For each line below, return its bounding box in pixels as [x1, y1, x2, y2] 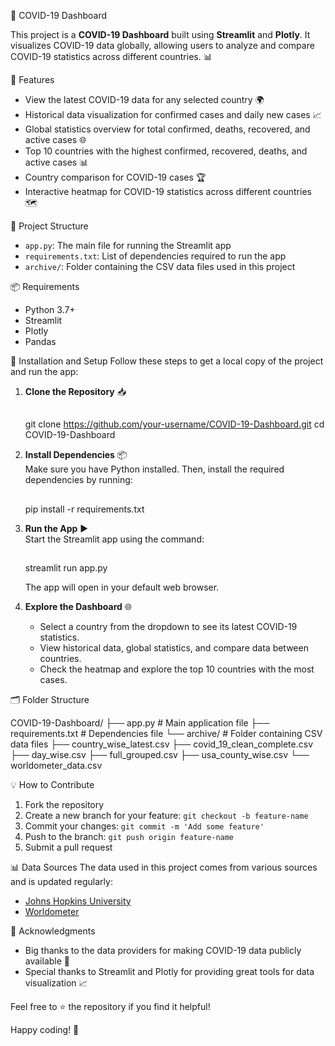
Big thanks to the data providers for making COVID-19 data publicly [24, 945, 302, 957]
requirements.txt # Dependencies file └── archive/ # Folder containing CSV [10, 728, 323, 740]
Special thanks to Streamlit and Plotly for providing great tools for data [24, 966, 315, 978]
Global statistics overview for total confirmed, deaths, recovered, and [24, 123, 311, 135]
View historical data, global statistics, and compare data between [39, 642, 309, 654]
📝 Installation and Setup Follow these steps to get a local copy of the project [10, 355, 324, 367]
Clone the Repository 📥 [24, 386, 127, 397]
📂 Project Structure [10, 220, 89, 232]
